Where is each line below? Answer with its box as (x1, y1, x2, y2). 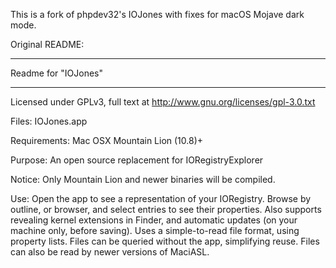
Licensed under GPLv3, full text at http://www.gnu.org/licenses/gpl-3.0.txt (10, 96, 316, 108)
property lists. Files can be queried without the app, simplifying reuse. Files (10, 235, 320, 247)
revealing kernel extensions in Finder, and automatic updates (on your (10, 214, 298, 226)
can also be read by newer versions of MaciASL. (10, 246, 210, 258)
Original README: (10, 39, 85, 50)
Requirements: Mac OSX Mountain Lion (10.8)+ (10, 135, 204, 146)
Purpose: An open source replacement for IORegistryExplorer (10, 154, 264, 166)
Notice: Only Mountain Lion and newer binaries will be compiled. (10, 174, 276, 185)
